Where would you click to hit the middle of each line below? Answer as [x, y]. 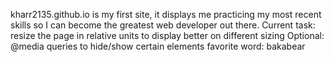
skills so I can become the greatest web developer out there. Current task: [163, 25]
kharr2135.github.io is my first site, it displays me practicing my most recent [166, 14]
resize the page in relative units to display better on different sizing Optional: [167, 35]
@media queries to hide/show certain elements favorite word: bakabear [158, 46]
